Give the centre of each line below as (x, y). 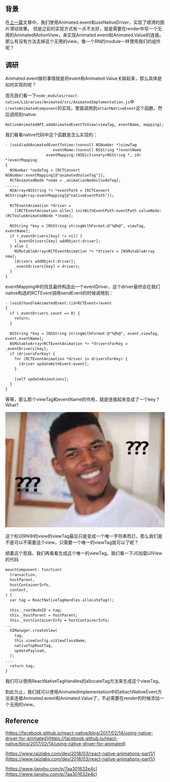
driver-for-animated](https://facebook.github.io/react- (61, 738)
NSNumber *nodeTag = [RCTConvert (45, 170)
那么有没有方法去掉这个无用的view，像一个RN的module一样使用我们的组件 (83, 41)
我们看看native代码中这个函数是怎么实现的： (51, 134)
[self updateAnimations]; (42, 379)
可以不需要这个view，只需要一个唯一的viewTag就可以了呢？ (76, 542)
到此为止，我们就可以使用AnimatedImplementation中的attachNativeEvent (81, 692)
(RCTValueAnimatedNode (29, 216)
